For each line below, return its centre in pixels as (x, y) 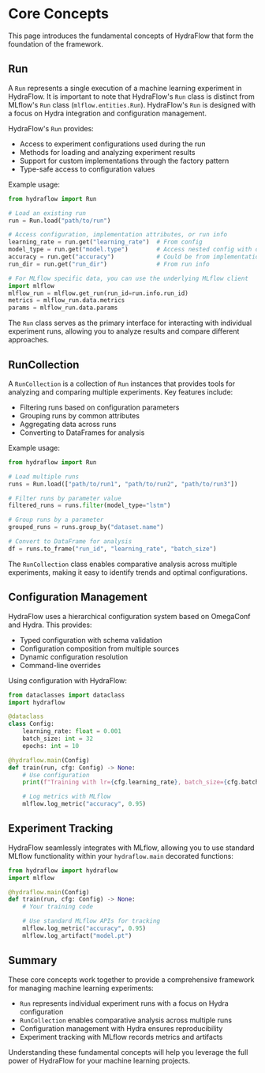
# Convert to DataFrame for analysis (70, 542)
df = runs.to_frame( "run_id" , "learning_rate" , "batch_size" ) (112, 549)
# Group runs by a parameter (56, 520)
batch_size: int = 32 (58, 739)
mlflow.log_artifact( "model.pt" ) (77, 935)
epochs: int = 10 (51, 746)
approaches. (29, 340)
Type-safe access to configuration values (87, 169)
